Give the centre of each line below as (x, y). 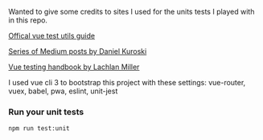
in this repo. (28, 20)
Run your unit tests (46, 112)
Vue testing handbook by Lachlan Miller (74, 67)
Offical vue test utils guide (51, 36)
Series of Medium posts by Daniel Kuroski (78, 51)
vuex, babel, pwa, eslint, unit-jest (63, 91)
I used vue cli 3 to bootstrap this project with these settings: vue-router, (127, 82)
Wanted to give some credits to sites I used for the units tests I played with (131, 12)
